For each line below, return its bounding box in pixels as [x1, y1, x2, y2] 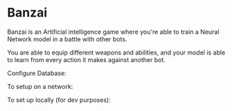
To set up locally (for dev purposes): [7, 95, 111, 104]
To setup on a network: [7, 82, 73, 90]
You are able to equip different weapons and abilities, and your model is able [7, 48, 226, 57]
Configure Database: [7, 69, 67, 77]
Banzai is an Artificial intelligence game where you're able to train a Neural [7, 28, 220, 36]
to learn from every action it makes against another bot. [7, 55, 166, 63]
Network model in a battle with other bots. [7, 34, 127, 43]
